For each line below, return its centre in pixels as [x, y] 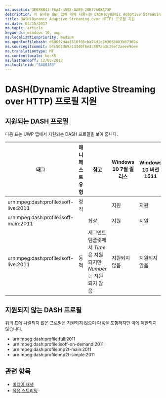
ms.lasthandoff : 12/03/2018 [34, 60]
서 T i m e [97, 248]
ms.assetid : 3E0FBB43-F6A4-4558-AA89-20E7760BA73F [58, 10]
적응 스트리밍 [25, 390]
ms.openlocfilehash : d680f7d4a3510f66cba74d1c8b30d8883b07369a [72, 42]
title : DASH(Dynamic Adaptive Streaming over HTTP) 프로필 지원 [70, 19]
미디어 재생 [23, 384]
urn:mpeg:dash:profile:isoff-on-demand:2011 [58, 344]
